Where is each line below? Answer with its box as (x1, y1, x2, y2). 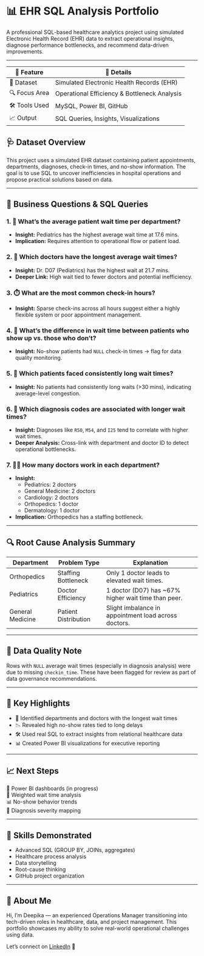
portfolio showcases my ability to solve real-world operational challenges (6, 924, 189, 932)
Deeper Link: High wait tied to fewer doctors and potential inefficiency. (15, 273, 193, 280)
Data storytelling (15, 859, 56, 867)
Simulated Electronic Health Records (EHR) (55, 78, 178, 86)
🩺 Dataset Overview (6, 137, 86, 148)
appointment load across (106, 611, 177, 620)
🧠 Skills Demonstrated (6, 830, 92, 841)
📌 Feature (15, 67, 44, 76)
